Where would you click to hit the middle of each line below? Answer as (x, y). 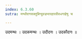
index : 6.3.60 (20, 9)
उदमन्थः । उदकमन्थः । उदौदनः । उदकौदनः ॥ (41, 32)
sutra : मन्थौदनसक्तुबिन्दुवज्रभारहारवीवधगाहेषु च (39, 14)
